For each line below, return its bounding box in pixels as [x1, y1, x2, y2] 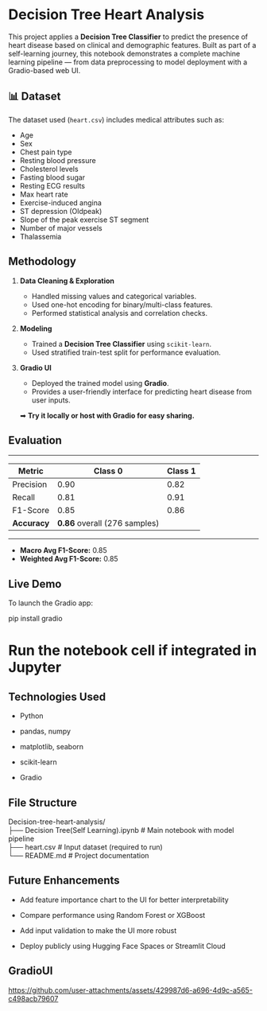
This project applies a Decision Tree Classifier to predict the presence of [8, 32, 249, 41]
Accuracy [12, 518, 50, 529]
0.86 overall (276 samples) [56, 518, 160, 529]
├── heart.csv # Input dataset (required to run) [8, 842, 163, 852]
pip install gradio [8, 614, 63, 624]
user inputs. [31, 395, 72, 405]
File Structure [8, 795, 77, 809]
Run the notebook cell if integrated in [8, 642, 257, 659]
